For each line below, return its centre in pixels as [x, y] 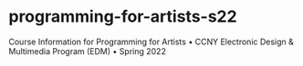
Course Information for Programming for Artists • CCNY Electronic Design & [151, 42]
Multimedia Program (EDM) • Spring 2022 [87, 51]
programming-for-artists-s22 [123, 17]
